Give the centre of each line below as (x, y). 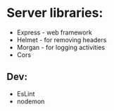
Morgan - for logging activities (61, 47)
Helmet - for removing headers (62, 39)
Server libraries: (55, 13)
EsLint (26, 93)
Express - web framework (54, 32)
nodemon (31, 101)
